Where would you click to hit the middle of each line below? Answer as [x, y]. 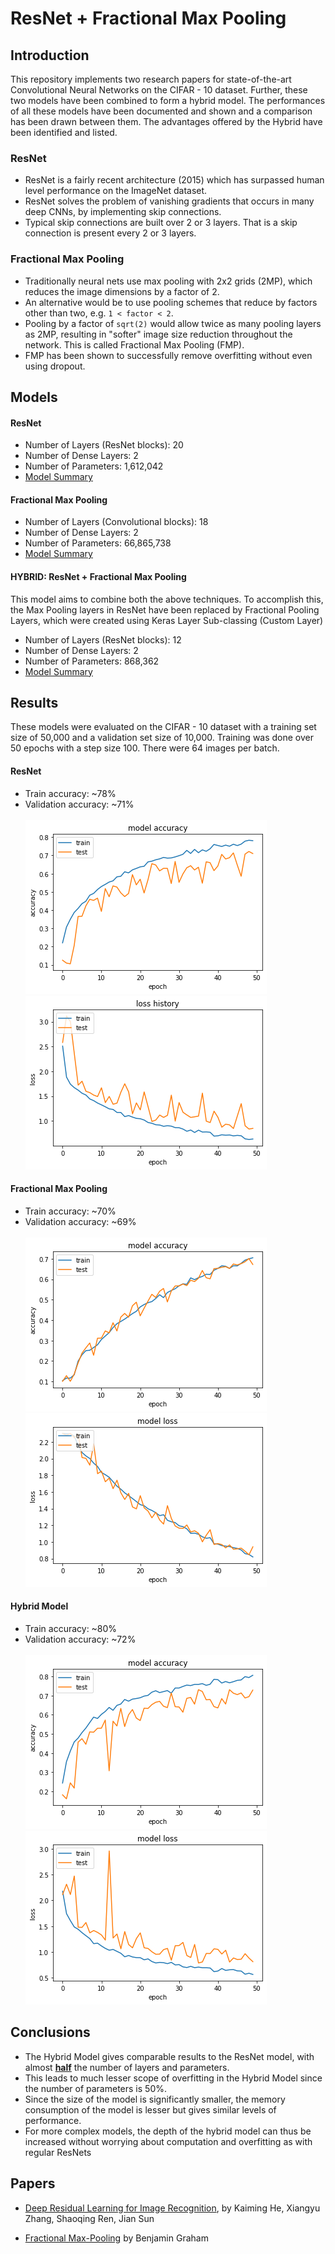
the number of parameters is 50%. [95, 2088]
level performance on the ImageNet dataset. [116, 191]
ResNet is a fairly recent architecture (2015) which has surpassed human [174, 180]
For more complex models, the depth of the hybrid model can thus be [168, 2131]
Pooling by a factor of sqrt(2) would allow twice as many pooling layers [173, 323]
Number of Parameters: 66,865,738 [98, 543]
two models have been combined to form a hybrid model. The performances [168, 100]
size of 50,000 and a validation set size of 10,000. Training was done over [162, 738]
